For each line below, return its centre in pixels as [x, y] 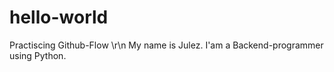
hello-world [59, 17]
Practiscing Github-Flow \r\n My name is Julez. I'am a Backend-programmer [166, 45]
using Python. [38, 55]
